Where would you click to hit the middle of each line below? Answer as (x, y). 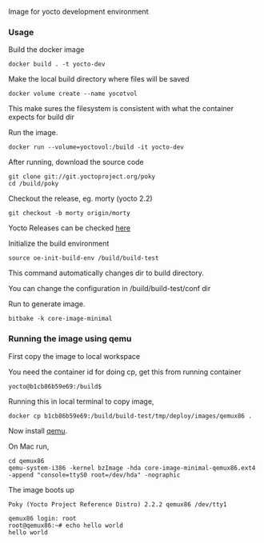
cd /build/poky (34, 184)
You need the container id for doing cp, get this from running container (125, 372)
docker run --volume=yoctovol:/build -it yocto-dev (96, 147)
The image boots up (41, 489)
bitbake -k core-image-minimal (60, 319)
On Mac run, (29, 446)
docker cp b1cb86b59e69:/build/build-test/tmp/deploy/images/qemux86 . (130, 416)
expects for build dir (41, 117)
